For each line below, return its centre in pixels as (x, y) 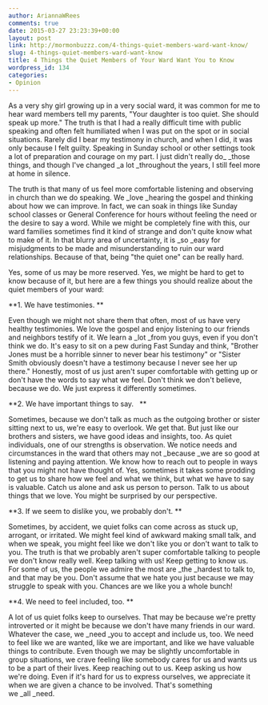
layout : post (30, 38)
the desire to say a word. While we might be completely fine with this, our (129, 223)
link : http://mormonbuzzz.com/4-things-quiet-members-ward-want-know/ (128, 46)
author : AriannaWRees (44, 16)
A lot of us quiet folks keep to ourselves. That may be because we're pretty (132, 617)
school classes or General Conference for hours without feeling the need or (133, 214)
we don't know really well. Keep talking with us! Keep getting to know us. (128, 560)
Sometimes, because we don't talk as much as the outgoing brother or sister (134, 419)
